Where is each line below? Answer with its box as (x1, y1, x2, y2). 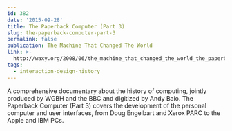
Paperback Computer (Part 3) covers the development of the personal (7, 101, 207, 110)
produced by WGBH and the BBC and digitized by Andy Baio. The (7, 94, 193, 102)
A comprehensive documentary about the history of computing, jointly (7, 87, 207, 95)
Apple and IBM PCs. (7, 116, 64, 124)
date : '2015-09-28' (7, 17, 64, 23)
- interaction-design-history (13, 68, 100, 74)
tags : (7, 61, 23, 68)
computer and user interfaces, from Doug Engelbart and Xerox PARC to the (7, 108, 221, 117)
